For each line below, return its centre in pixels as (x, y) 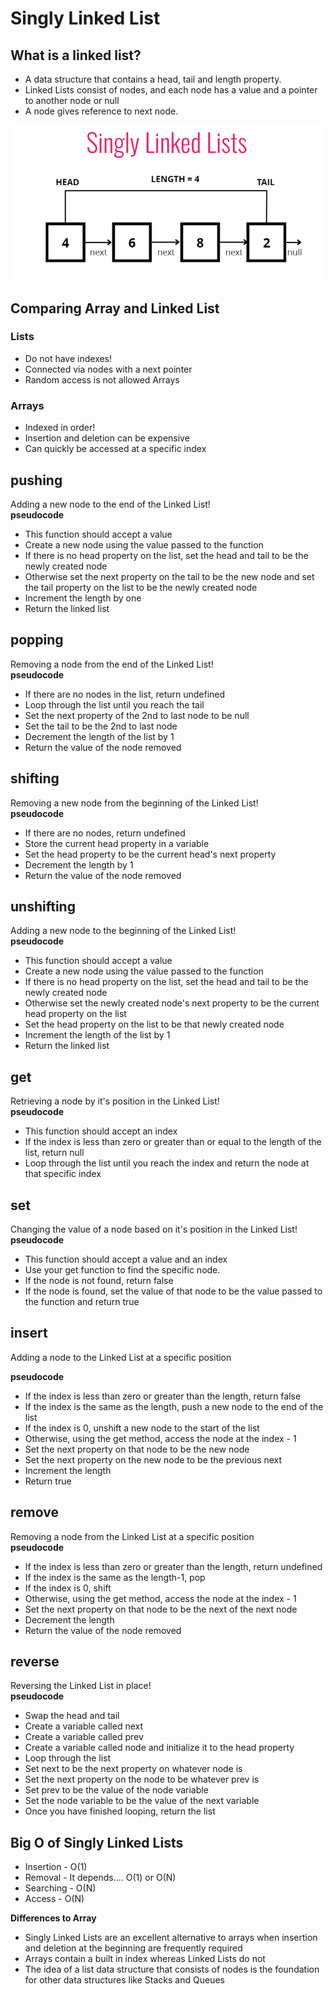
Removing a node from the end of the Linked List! (112, 664)
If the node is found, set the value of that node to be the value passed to (173, 1291)
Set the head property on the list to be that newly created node (154, 1024)
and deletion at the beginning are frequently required (133, 1948)
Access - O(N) (54, 1899)
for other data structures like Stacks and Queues (124, 1980)
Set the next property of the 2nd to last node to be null (137, 715)
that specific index (63, 1174)
